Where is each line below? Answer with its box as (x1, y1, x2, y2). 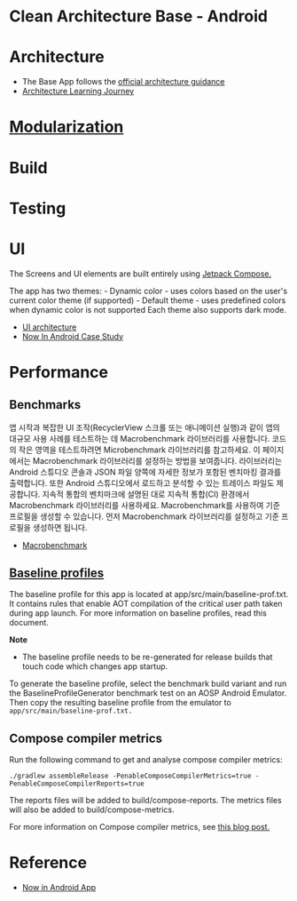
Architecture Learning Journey (21, 86, 135, 97)
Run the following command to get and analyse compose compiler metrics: (9, 754, 283, 765)
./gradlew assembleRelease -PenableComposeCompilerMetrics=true (9, 771, 252, 781)
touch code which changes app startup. (21, 661, 168, 672)
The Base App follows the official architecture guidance (21, 76, 225, 87)
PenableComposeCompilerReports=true (9, 779, 145, 788)
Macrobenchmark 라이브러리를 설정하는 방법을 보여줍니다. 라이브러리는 (32, 455, 282, 466)
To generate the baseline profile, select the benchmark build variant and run (9, 678, 287, 690)
